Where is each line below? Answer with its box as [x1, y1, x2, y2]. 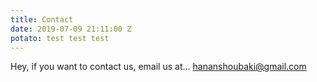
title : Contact [10, 14, 74, 25]
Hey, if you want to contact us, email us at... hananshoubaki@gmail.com [10, 61, 307, 73]
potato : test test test [10, 33, 110, 43]
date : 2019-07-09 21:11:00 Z [10, 24, 132, 34]
